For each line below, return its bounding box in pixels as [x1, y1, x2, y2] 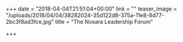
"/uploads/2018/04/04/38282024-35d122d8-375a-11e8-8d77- [6, 12, 165, 19]
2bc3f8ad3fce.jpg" [6, 18, 54, 25]
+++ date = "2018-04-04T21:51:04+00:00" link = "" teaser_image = [6, 5, 177, 12]
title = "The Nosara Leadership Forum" [55, 18, 154, 25]
